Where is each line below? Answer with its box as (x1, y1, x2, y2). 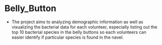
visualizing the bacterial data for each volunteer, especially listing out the (11, 24, 158, 30)
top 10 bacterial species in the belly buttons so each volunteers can (11, 29, 146, 35)
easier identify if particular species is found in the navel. (11, 34, 124, 40)
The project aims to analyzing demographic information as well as (11, 19, 144, 25)
